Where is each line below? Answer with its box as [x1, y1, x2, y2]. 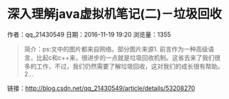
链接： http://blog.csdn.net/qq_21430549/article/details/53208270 [7, 84, 195, 92]
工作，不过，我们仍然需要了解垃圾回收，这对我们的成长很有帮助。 [36, 62, 224, 70]
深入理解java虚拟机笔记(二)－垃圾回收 [7, 6, 222, 22]
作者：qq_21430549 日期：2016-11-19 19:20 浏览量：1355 [7, 30, 171, 38]
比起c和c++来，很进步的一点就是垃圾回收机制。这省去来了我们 [36, 53, 215, 62]
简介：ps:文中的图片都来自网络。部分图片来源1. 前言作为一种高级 [23, 45, 208, 53]
